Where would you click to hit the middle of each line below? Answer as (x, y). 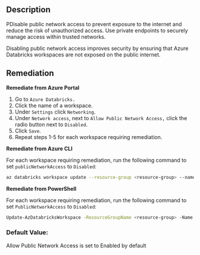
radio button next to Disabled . (51, 124)
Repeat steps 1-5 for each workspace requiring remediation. (88, 137)
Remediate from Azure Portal (43, 87)
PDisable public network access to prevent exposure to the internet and (94, 24)
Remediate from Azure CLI (39, 149)
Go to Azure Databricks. (45, 99)
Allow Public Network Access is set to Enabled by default (76, 245)
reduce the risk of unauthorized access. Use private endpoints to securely (97, 30)
